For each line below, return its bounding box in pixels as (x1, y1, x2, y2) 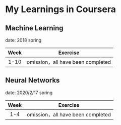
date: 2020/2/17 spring (5, 90, 53, 96)
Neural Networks (5, 76, 60, 85)
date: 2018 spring (5, 37, 42, 43)
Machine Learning (5, 24, 64, 32)
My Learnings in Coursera (5, 4, 116, 15)
